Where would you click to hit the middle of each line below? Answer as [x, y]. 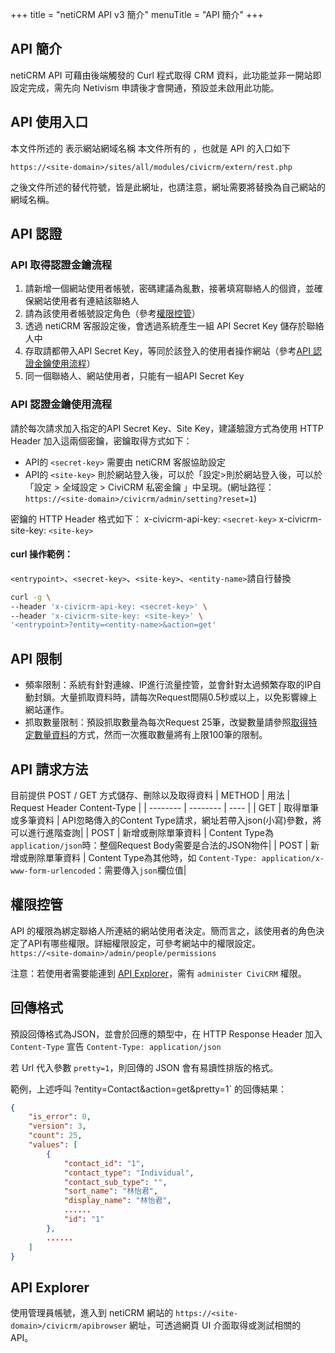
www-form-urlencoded [53, 871]
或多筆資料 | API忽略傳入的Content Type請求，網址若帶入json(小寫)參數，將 [166, 820]
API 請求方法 [49, 769]
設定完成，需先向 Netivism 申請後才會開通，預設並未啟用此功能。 [145, 87]
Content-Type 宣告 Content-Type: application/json [116, 1046]
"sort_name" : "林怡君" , [111, 1191]
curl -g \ [31, 597]
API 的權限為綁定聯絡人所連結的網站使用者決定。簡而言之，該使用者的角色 [163, 930]
